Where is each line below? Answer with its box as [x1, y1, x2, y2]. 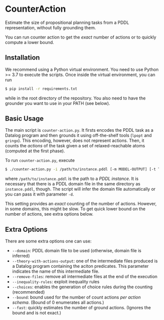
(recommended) [12, 289, 45, 295]
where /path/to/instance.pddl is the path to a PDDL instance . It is [5, 176, 139, 181]
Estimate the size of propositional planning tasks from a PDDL [5, 20, 129, 25]
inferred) [12, 253, 30, 259]
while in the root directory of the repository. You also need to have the [5, 95, 146, 101]
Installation [5, 54, 40, 62]
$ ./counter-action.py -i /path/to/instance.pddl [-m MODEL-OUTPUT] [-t [5, 167, 156, 172]
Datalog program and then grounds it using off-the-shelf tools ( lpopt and [5, 133, 152, 139]
